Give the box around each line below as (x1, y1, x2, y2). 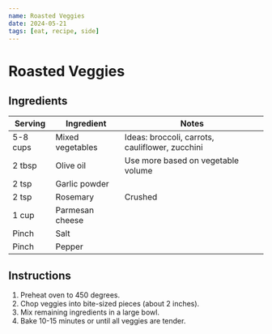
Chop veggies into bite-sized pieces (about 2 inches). (19, 299, 200, 309)
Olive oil (55, 160, 87, 171)
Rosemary (55, 191, 95, 203)
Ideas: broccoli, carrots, (124, 131, 215, 143)
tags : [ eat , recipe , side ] (8, 27, 100, 35)
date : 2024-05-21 (8, 19, 67, 28)
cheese (55, 215, 84, 226)
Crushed (124, 191, 158, 203)
